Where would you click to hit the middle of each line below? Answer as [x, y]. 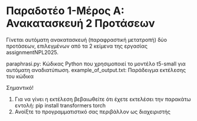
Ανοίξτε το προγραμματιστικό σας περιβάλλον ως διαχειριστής [93, 112]
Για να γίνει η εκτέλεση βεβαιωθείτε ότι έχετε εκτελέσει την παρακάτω [103, 99]
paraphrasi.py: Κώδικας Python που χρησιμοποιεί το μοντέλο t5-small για [96, 64]
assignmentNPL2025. [32, 52]
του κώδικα [20, 76]
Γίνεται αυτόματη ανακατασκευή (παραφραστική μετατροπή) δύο [86, 40]
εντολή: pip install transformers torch [60, 105]
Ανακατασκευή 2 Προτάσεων [81, 23]
